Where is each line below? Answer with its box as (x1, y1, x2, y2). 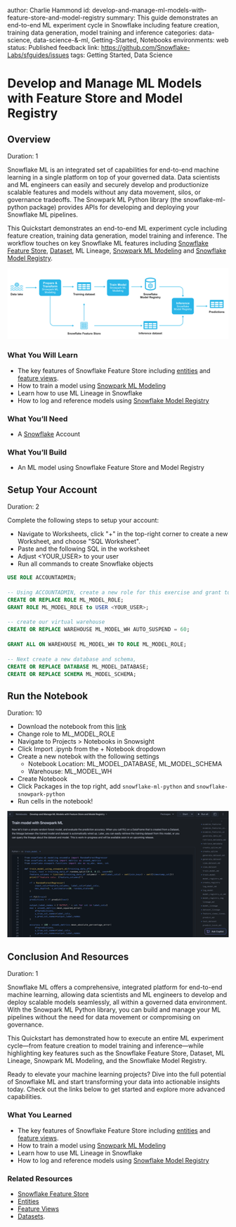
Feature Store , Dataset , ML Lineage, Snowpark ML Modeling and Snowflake (7, 246, 227, 255)
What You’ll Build (7, 447, 67, 457)
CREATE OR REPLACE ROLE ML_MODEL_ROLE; (7, 596, 124, 604)
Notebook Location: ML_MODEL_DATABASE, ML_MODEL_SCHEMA (27, 760, 223, 768)
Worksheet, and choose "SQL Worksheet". (17, 538, 140, 546)
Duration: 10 (7, 708, 42, 717)
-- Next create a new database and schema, (7, 656, 137, 663)
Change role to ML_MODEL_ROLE (17, 730, 115, 738)
